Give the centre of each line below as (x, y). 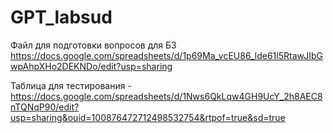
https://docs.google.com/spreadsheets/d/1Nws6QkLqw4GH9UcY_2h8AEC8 (166, 96)
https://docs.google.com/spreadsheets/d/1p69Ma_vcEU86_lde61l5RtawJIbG (166, 55)
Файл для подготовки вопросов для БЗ (93, 45)
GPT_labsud (61, 17)
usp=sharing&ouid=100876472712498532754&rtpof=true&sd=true (148, 117)
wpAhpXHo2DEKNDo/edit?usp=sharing (91, 66)
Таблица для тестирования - (71, 85)
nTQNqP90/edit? (45, 107)
